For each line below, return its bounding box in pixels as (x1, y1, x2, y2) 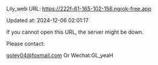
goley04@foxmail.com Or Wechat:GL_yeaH (6, 52, 113, 59)
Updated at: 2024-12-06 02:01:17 (6, 17, 89, 23)
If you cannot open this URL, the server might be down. (6, 28, 144, 36)
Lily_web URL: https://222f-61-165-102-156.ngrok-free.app (6, 5, 152, 12)
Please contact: (6, 40, 45, 47)
